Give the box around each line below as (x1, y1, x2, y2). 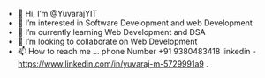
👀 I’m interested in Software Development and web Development (17, 18, 254, 28)
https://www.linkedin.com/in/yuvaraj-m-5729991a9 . (17, 59, 209, 69)
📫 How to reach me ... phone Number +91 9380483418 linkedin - (17, 46, 256, 56)
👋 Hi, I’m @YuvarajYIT (17, 9, 98, 18)
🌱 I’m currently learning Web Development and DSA (17, 27, 206, 37)
